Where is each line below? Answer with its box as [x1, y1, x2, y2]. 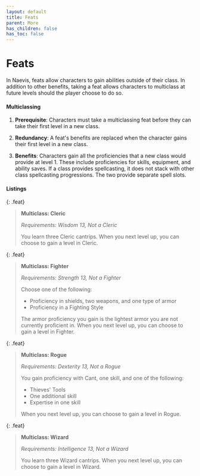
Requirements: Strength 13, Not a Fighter [20, 274, 121, 281]
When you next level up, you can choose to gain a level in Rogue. [20, 411, 181, 418]
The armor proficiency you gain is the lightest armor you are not [20, 316, 179, 323]
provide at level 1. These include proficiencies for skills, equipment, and [14, 159, 191, 166]
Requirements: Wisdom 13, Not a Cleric [20, 222, 118, 229]
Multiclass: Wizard [20, 433, 69, 441]
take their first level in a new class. [14, 123, 100, 130]
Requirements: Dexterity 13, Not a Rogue [20, 363, 121, 370]
